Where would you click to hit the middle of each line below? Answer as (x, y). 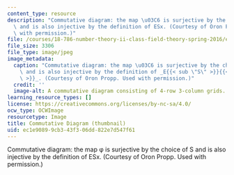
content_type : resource (42, 14)
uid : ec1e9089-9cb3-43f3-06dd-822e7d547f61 (71, 130)
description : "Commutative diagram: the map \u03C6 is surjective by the (117, 20)
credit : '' (29, 85)
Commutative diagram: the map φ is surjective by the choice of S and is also (117, 149)
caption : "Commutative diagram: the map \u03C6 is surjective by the (116, 65)
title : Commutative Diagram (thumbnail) (67, 123)
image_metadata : (31, 59)
